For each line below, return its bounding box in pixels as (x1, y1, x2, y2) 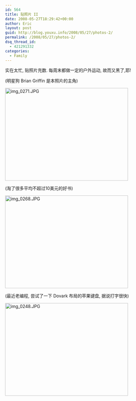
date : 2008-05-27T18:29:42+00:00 (5, 16, 74, 21)
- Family (9, 53, 27, 58)
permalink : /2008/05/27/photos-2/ (5, 35, 76, 40)
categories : (5, 48, 29, 53)
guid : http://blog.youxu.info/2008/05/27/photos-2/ (5, 30, 113, 35)
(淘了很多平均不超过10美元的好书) (5, 185, 73, 191)
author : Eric (5, 21, 32, 26)
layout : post (5, 26, 32, 31)
